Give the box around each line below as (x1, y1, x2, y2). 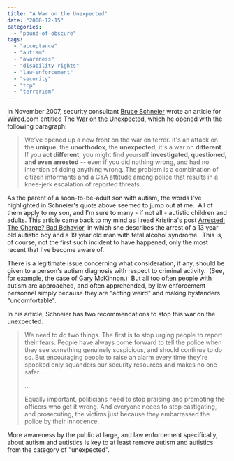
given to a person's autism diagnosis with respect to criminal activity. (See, (7, 267, 225, 275)
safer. (24, 368, 41, 376)
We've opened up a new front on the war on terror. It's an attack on (24, 136, 219, 144)
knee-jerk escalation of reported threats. (24, 180, 142, 189)
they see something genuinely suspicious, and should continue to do (24, 346, 222, 354)
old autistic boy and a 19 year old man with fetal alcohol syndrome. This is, (7, 231, 224, 240)
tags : (7, 36, 23, 43)
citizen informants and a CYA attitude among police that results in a (24, 173, 219, 182)
